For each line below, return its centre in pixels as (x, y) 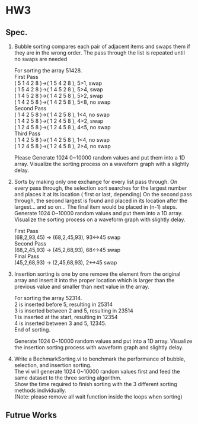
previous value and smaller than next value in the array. (82, 286)
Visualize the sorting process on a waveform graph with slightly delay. (100, 219)
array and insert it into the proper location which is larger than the (94, 280)
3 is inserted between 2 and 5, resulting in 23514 (74, 311)
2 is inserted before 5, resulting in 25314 (63, 304)
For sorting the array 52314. (48, 298)
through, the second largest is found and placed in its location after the (101, 200)
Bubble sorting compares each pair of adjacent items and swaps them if (102, 46)
